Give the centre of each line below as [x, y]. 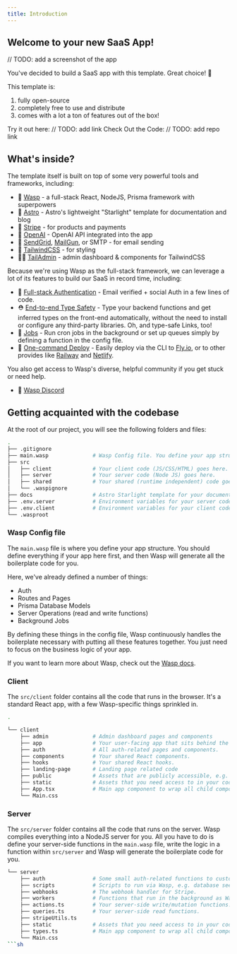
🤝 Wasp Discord [41, 390]
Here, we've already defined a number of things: [78, 577]
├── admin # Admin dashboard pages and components [116, 736]
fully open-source [44, 100]
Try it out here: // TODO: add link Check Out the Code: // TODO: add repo [114, 129]
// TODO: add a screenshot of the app [62, 59]
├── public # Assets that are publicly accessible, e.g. [124, 776]
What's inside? [41, 159]
